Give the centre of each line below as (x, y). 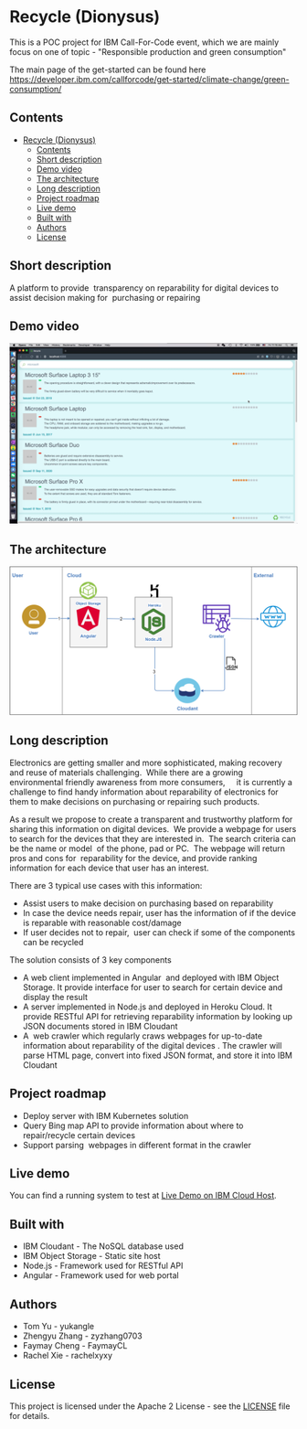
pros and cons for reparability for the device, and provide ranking (133, 858)
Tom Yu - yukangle (58, 1327)
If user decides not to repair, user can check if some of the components (159, 932)
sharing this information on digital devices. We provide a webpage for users (153, 828)
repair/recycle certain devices (79, 1135)
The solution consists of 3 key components (90, 960)
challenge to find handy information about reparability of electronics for (144, 792)
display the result (55, 997)
